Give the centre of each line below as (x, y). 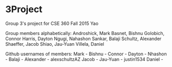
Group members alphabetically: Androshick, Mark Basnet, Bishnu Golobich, (85, 33)
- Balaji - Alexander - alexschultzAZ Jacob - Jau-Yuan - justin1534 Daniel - (84, 59)
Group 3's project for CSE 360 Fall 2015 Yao (52, 23)
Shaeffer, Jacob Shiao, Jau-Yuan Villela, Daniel (55, 44)
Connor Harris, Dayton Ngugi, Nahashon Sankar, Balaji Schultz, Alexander (83, 39)
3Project (24, 9)
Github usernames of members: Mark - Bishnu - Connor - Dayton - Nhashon (86, 54)
